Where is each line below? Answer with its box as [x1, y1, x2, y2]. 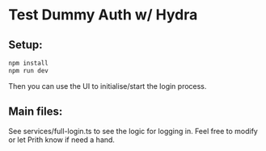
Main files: [8, 105, 63, 119]
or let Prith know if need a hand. [8, 135, 116, 145]
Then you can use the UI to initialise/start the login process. [8, 81, 207, 90]
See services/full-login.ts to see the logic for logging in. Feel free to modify [8, 126, 259, 136]
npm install [8, 59, 49, 67]
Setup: [8, 38, 43, 52]
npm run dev [8, 66, 49, 74]
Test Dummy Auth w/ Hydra [8, 6, 198, 24]
